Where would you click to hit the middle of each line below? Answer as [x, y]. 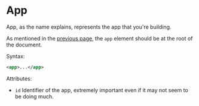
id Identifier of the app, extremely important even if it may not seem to [101, 90]
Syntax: [16, 56]
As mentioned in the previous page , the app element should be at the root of [99, 38]
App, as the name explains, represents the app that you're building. [89, 27]
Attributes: [19, 79]
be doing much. [34, 96]
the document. [24, 45]
